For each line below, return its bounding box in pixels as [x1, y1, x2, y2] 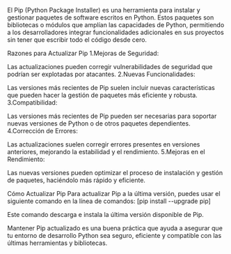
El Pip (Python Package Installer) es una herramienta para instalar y [7, 6, 200, 14]
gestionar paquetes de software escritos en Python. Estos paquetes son [7, 13, 214, 22]
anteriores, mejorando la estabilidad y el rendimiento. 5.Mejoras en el [7, 148, 205, 156]
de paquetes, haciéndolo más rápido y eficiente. [7, 176, 146, 184]
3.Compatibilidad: [7, 98, 58, 107]
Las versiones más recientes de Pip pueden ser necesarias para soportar [7, 112, 217, 120]
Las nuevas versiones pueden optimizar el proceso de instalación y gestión [7, 169, 223, 177]
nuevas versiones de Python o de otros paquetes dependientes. [7, 119, 191, 128]
